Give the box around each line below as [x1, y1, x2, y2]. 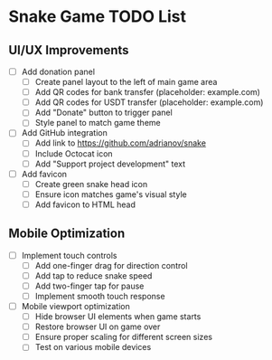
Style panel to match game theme [34, 118, 161, 128]
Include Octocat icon [34, 147, 114, 159]
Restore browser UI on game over [34, 321, 161, 332]
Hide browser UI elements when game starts [34, 311, 202, 322]
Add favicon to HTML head [34, 199, 136, 210]
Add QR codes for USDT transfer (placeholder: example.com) [34, 97, 264, 108]
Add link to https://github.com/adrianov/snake [34, 137, 207, 148]
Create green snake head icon [34, 178, 148, 189]
